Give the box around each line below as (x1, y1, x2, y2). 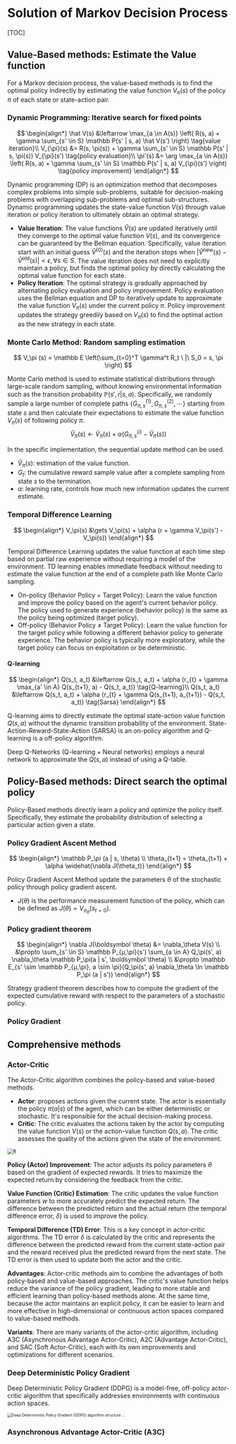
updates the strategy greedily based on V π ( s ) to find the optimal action (17, 310, 223, 321)
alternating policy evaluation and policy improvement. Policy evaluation (17, 286, 224, 295)
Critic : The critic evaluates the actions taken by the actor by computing (17, 1119, 225, 1128)
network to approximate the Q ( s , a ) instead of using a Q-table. (7, 754, 187, 764)
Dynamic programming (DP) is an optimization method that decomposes (7, 180, 217, 189)
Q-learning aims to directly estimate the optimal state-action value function (7, 711, 225, 720)
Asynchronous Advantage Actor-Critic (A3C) (7, 1427, 166, 1437)
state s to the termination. (17, 477, 92, 485)
